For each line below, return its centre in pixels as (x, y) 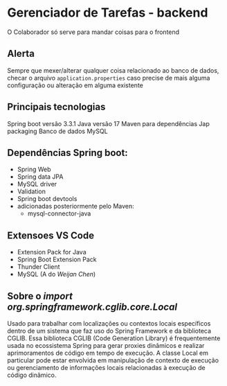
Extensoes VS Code (51, 235)
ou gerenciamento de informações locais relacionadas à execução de (106, 368)
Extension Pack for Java (52, 252)
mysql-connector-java (59, 213)
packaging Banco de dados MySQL (58, 131)
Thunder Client (38, 267)
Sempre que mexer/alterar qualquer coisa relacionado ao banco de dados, (113, 70)
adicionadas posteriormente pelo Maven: (76, 207)
